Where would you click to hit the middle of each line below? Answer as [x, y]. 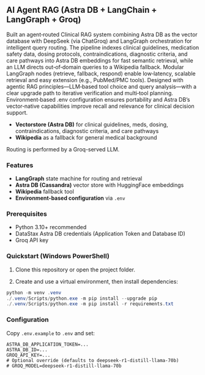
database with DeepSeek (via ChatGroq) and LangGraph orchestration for [99, 41]
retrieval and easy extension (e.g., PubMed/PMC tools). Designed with [95, 80]
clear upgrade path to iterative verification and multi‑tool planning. [90, 93]
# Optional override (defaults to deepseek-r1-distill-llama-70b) [93, 360]
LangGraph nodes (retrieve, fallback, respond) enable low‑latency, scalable [101, 74]
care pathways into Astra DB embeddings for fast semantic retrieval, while [100, 60]
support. [17, 112]
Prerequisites [27, 214]
